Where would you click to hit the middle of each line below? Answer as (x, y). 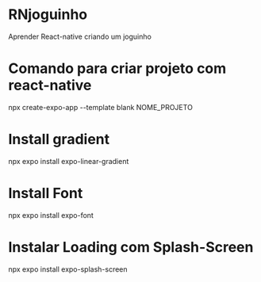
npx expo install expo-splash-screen (68, 269)
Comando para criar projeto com (117, 69)
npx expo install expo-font (51, 215)
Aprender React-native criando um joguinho (80, 36)
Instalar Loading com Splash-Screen (131, 247)
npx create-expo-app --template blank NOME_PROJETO (100, 107)
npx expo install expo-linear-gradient (69, 161)
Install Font (46, 193)
